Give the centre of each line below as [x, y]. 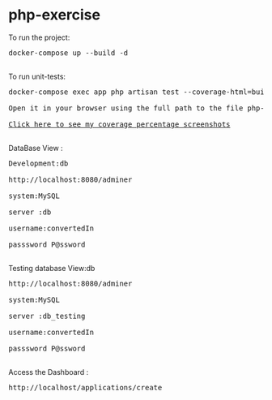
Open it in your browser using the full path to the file [126, 108]
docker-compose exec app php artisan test [94, 92]
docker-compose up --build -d [68, 53]
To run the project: [39, 37]
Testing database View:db [52, 268]
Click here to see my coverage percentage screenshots [119, 124]
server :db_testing [47, 316]
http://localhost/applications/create [85, 387]
